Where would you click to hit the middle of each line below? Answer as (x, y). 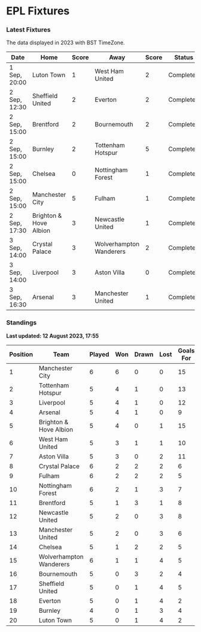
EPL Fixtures (38, 11)
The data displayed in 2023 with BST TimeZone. (66, 42)
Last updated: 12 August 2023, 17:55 (53, 336)
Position (21, 354)
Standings (22, 323)
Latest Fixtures (28, 30)
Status (184, 57)
